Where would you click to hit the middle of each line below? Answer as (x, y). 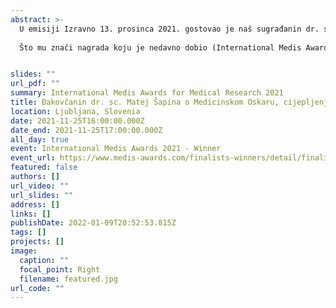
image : (24, 251)
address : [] (35, 204)
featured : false (44, 167)
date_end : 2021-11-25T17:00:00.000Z (86, 130)
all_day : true (40, 139)
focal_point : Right (60, 269)
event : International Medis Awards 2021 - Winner (116, 149)
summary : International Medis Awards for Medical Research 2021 (147, 93)
